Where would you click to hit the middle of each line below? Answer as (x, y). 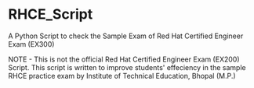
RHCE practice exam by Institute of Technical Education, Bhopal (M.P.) (122, 76)
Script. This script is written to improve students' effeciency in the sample (127, 67)
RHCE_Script (51, 14)
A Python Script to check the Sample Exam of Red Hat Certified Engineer (126, 36)
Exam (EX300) (31, 44)
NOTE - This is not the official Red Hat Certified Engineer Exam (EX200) (124, 59)
